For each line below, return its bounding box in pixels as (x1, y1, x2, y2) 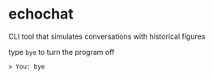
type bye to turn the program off (8, 47, 115, 56)
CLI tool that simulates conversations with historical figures (8, 31, 206, 41)
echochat (8, 5, 75, 23)
